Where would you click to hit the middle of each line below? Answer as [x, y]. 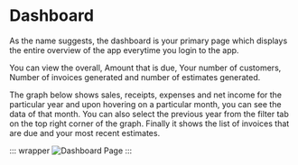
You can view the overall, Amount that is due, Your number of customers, [145, 68]
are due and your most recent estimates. [85, 133]
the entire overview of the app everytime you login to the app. [124, 50]
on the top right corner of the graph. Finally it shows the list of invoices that [149, 124]
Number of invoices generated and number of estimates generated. [135, 77]
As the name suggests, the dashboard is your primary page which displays [149, 41]
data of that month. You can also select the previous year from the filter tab [149, 114]
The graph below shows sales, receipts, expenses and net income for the [146, 95]
